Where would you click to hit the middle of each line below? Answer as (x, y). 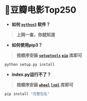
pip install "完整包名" (27, 94)
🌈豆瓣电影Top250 (40, 10)
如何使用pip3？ (27, 45)
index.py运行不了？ (31, 74)
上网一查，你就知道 (36, 34)
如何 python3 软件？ (31, 24)
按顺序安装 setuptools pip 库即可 (49, 55)
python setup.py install (30, 64)
